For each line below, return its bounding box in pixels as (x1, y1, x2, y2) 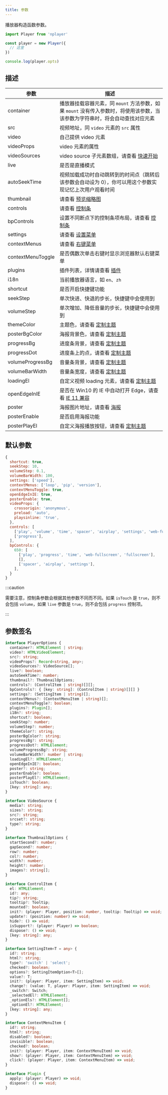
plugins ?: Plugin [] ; (9, 706, 52, 711)
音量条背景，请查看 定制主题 (59, 359, 126, 366)
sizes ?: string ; (9, 807, 43, 813)
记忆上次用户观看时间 (64, 186, 115, 193)
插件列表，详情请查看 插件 (59, 267, 121, 274)
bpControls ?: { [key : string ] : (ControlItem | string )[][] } (9, 687, 140, 692)
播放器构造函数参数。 (5, 22, 49, 28)
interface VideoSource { (5, 798, 57, 803)
